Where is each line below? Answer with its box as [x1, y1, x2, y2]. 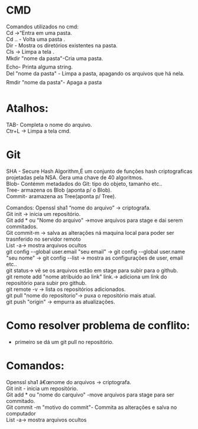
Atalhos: [6, 101, 49, 115]
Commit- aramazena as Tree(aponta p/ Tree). [6, 192, 116, 199]
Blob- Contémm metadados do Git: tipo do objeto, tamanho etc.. [6, 180, 163, 187]
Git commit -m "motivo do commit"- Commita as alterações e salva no [6, 404, 177, 411]
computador [6, 410, 37, 417]
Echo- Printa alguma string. [6, 63, 73, 70]
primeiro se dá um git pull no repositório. [14, 338, 114, 345]
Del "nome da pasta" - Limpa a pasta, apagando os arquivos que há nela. [6, 70, 185, 77]
